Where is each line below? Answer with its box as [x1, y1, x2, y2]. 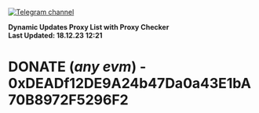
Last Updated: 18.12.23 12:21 [8, 31, 103, 40]
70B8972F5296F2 [8, 91, 129, 109]
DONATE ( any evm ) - [8, 58, 147, 76]
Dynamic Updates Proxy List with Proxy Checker [8, 23, 170, 31]
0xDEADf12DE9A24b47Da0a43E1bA [8, 75, 251, 93]
